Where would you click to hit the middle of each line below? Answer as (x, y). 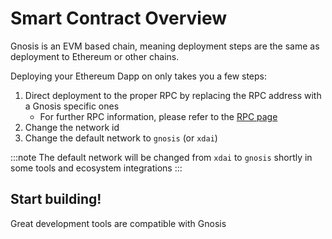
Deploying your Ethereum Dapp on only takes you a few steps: (139, 76)
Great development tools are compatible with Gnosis (118, 223)
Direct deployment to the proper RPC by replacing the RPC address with (173, 95)
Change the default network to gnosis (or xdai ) (121, 138)
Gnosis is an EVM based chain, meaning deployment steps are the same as (165, 46)
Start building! (56, 199)
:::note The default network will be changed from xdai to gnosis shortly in (161, 157)
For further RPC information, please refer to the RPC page (158, 116)
